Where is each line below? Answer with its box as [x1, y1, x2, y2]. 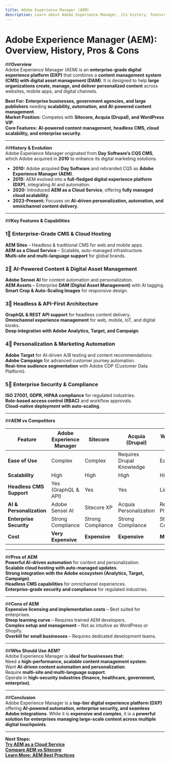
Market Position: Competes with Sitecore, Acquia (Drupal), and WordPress [5, 114, 164, 121]
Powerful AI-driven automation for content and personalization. [5, 559, 140, 565]
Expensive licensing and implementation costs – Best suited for [5, 606, 141, 612]
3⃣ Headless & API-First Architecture [5, 300, 99, 307]
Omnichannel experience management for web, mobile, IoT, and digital [5, 317, 156, 323]
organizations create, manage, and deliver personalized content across [5, 83, 158, 89]
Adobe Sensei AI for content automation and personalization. [5, 277, 133, 283]
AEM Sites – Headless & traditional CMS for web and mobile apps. [5, 242, 143, 248]
